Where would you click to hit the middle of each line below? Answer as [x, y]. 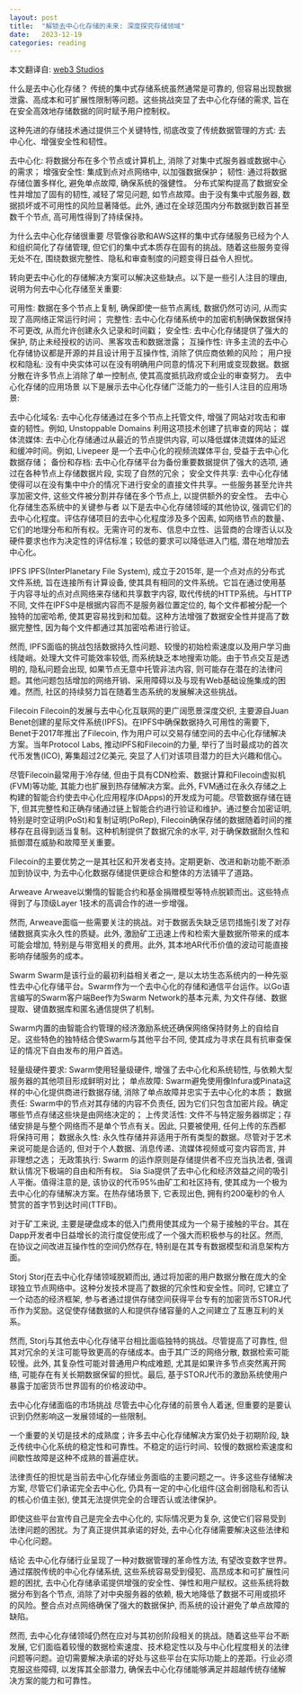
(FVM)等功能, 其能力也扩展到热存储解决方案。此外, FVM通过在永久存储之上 [148, 786]
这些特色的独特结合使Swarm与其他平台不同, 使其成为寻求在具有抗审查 [155, 1040]
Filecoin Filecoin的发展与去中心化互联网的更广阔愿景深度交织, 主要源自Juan [149, 711]
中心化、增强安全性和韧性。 [61, 141]
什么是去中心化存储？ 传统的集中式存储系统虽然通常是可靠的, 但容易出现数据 [151, 89]
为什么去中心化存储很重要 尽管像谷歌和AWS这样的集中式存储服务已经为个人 [149, 236]
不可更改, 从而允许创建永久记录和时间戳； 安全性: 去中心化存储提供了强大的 [149, 330]
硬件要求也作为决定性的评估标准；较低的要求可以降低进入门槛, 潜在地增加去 [149, 541]
